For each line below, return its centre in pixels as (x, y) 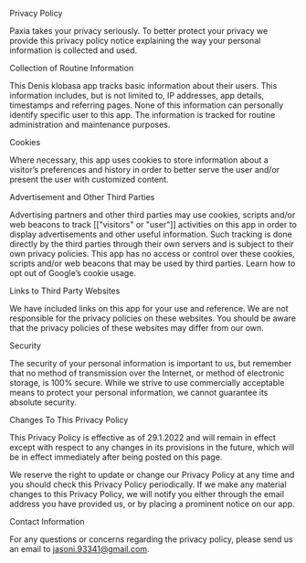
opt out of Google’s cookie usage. (73, 273)
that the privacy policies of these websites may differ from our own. (137, 328)
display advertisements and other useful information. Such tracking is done (151, 234)
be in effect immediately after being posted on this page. (116, 457)
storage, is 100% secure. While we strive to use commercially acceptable (147, 382)
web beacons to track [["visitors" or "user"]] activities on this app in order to (153, 224)
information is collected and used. (74, 50)
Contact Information (47, 521)
